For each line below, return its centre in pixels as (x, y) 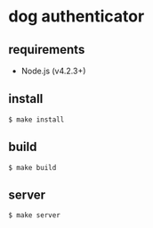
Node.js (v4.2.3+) (53, 71)
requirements (47, 50)
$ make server (35, 215)
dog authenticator (76, 17)
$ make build (32, 167)
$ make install (36, 119)
